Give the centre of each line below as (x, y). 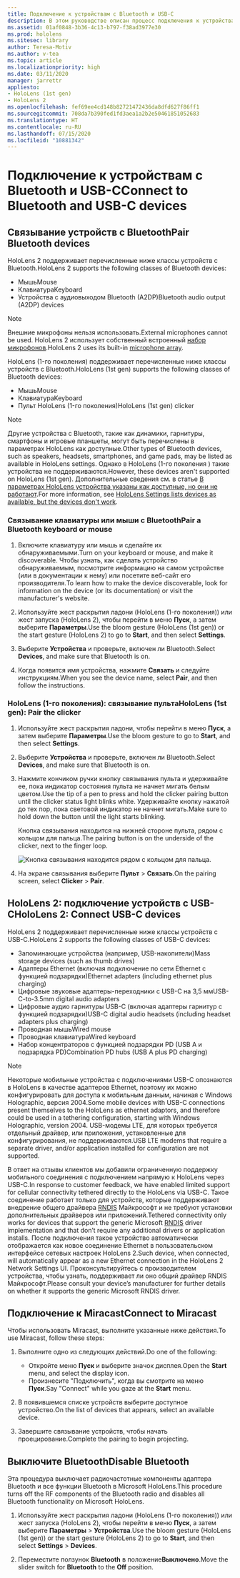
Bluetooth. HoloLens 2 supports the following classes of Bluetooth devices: (117, 268)
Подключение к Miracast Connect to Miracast (112, 1313)
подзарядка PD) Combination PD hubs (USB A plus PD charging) (112, 1052)
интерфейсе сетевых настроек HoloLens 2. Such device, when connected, (119, 1253)
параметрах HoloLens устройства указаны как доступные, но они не (112, 487)
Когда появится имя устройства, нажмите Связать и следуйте (114, 670)
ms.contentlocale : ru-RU (44, 127)
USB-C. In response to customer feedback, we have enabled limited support (119, 1184)
